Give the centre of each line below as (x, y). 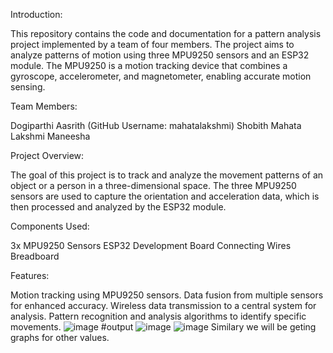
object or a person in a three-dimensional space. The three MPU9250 (153, 185)
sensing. (28, 87)
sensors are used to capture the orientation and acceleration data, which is (165, 196)
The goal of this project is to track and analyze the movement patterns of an (167, 175)
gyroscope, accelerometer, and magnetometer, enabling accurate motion (161, 76)
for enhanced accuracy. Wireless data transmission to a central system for (163, 305)
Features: (30, 275)
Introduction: (36, 14)
